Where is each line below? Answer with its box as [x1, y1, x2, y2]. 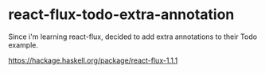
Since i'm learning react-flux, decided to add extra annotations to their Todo [8, 32, 257, 41]
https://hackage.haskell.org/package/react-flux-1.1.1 [8, 56, 178, 65]
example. [8, 40, 38, 49]
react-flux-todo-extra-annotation [8, 6, 235, 24]
